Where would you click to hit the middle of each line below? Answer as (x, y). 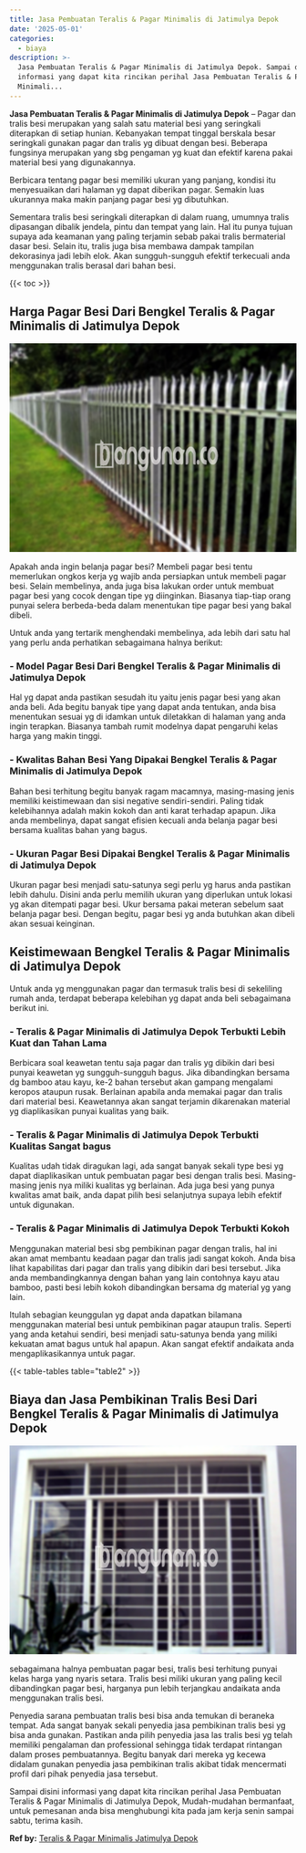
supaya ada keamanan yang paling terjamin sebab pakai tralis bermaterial (148, 236)
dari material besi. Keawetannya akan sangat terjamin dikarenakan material (150, 1102)
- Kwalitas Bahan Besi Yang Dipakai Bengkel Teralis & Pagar (143, 760)
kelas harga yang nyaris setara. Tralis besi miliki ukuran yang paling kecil (146, 1679)
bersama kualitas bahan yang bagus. (78, 829)
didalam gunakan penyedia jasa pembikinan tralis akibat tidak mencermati (148, 1765)
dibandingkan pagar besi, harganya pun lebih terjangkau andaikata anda (145, 1689)
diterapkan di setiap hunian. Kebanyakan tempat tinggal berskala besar (143, 133)
